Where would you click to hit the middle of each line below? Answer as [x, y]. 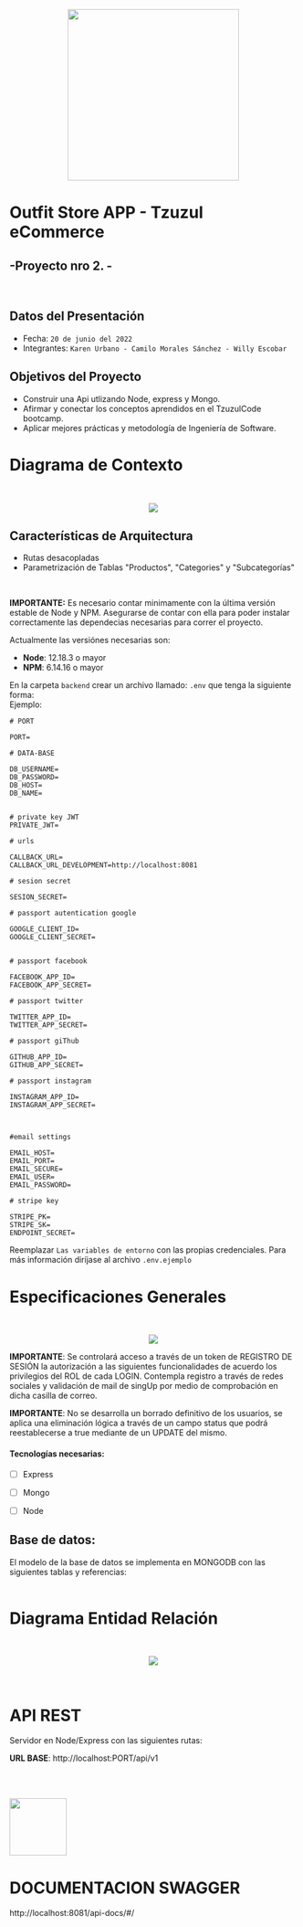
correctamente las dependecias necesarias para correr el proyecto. [136, 622]
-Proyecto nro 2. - [61, 265]
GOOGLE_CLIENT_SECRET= [52, 937]
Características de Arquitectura [101, 536]
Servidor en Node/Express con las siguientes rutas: [106, 1741]
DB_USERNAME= [34, 769]
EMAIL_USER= [32, 1177]
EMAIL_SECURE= [37, 1170]
